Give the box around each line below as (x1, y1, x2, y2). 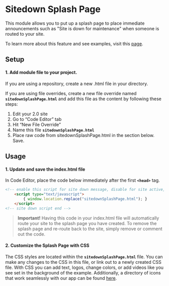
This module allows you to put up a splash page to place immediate (5, 20, 145, 26)
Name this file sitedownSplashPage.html (12, 127, 95, 133)
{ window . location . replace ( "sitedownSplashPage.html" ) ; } (23, 196, 147, 201)
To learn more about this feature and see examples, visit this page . (5, 40, 143, 46)
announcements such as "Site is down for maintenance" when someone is (5, 25, 159, 31)
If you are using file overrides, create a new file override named (5, 90, 137, 96)
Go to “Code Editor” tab (12, 116, 62, 122)
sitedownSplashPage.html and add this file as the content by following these (5, 96, 162, 102)
